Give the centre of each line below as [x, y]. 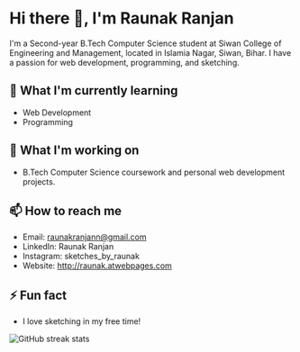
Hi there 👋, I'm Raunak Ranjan [122, 18]
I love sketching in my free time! [82, 321]
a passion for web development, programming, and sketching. [125, 62]
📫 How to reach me [66, 211]
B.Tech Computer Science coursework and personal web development [154, 172]
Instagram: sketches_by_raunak [81, 257]
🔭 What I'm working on [74, 151]
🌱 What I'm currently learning [94, 90]
